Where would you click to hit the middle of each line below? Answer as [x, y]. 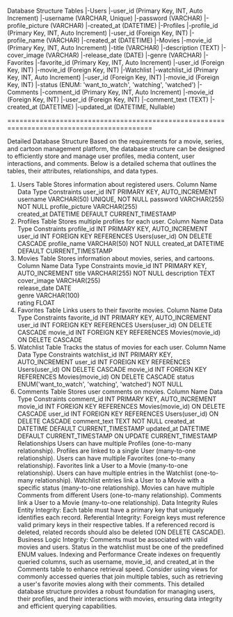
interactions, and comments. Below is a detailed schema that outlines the [112, 163]
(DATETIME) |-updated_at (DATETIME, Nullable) [107, 107]
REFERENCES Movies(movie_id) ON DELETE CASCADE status [106, 377]
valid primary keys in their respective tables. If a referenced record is [116, 525]
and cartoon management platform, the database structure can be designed [116, 149]
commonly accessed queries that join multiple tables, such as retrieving [120, 577]
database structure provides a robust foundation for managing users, [116, 591]
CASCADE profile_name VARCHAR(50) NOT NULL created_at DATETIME [121, 243]
